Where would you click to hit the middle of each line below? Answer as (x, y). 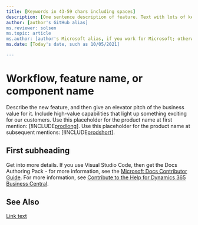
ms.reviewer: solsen (32, 28)
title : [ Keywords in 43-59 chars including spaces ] (71, 11)
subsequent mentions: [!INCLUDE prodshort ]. (60, 132)
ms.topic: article (29, 33)
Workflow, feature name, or (75, 78)
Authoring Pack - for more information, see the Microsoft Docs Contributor (97, 171)
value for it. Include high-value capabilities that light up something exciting (97, 113)
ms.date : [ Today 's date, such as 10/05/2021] (63, 45)
